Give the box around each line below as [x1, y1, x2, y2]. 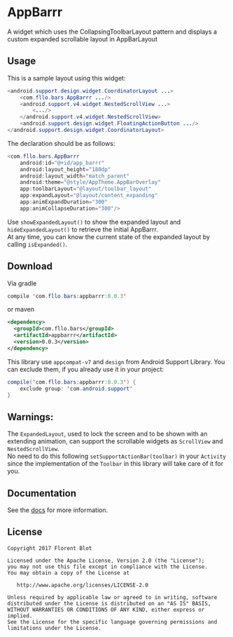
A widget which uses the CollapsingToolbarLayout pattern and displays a [7, 27, 218, 36]
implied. [7, 612, 33, 619]
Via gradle [7, 279, 37, 288]
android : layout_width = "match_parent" [20, 173, 130, 180]
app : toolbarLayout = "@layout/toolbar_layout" [20, 185, 152, 193]
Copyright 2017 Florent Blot [7, 544, 92, 551]
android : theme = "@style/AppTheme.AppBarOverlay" [20, 179, 161, 186]
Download [7, 260, 52, 272]
